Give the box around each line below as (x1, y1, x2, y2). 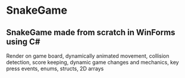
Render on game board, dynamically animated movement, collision (6, 52, 170, 60)
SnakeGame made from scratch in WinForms (6, 27, 175, 38)
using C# (6, 36, 40, 46)
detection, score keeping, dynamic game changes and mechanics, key (6, 59, 180, 65)
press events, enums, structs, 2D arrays (6, 65, 104, 72)
